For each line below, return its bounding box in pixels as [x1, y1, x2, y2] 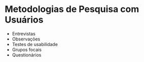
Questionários [12, 51, 41, 58]
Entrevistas [12, 30, 36, 36]
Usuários [5, 14, 43, 25]
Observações [12, 36, 40, 42]
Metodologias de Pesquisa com [5, 3, 139, 15]
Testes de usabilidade [12, 41, 58, 47]
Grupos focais [12, 46, 42, 52]
